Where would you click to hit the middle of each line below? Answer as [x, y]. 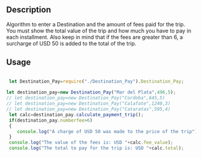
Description [29, 10]
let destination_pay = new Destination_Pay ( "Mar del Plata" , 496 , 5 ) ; [91, 92]
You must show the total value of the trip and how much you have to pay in [99, 31]
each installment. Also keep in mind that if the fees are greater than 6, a [95, 37]
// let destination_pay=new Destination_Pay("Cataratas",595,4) [88, 109]
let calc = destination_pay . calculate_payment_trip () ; [76, 114]
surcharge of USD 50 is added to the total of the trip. [71, 43]
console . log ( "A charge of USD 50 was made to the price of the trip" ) [107, 131]
